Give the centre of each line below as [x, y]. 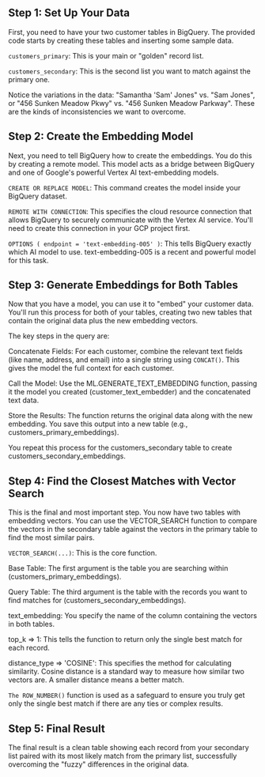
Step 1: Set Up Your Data [69, 13]
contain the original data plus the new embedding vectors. [103, 321]
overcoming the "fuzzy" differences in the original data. [99, 764]
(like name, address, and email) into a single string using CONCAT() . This [124, 360]
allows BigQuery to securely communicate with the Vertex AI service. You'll [131, 220]
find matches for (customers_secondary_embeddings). [97, 601]
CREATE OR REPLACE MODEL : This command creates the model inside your [125, 187]
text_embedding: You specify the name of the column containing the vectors [132, 616]
